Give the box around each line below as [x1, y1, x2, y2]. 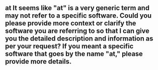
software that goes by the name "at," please [5, 50, 143, 58]
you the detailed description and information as [5, 34, 154, 43]
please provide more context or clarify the [5, 19, 136, 27]
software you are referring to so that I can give [5, 27, 150, 35]
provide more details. [5, 57, 72, 66]
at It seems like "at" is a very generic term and [5, 4, 150, 12]
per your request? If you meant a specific [5, 42, 134, 50]
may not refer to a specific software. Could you [5, 12, 152, 20]
